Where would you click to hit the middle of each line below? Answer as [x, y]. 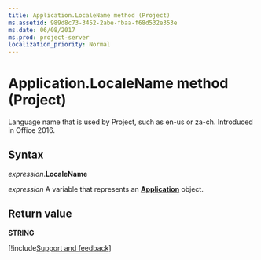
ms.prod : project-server [49, 37]
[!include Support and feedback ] [60, 247]
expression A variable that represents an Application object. [106, 189]
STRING [21, 233]
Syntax [26, 155]
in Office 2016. [31, 130]
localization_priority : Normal [59, 45]
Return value [40, 214]
